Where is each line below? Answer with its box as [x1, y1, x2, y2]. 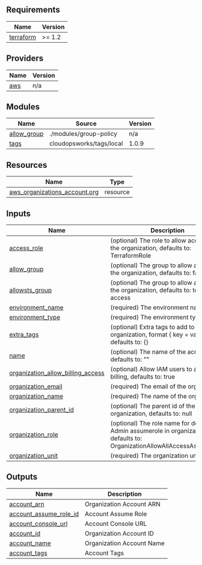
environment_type [9, 313, 61, 321]
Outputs [6, 472, 38, 482]
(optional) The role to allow [110, 236, 186, 245]
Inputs [6, 208, 31, 218]
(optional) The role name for [110, 419, 190, 428]
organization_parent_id [9, 406, 74, 414]
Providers [6, 54, 44, 64]
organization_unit [9, 451, 58, 460]
